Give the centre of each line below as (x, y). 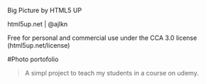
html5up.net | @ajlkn (38, 24)
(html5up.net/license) (39, 45)
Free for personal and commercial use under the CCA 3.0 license (102, 38)
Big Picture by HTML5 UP (45, 10)
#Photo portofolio (33, 59)
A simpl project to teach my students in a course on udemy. (112, 73)
